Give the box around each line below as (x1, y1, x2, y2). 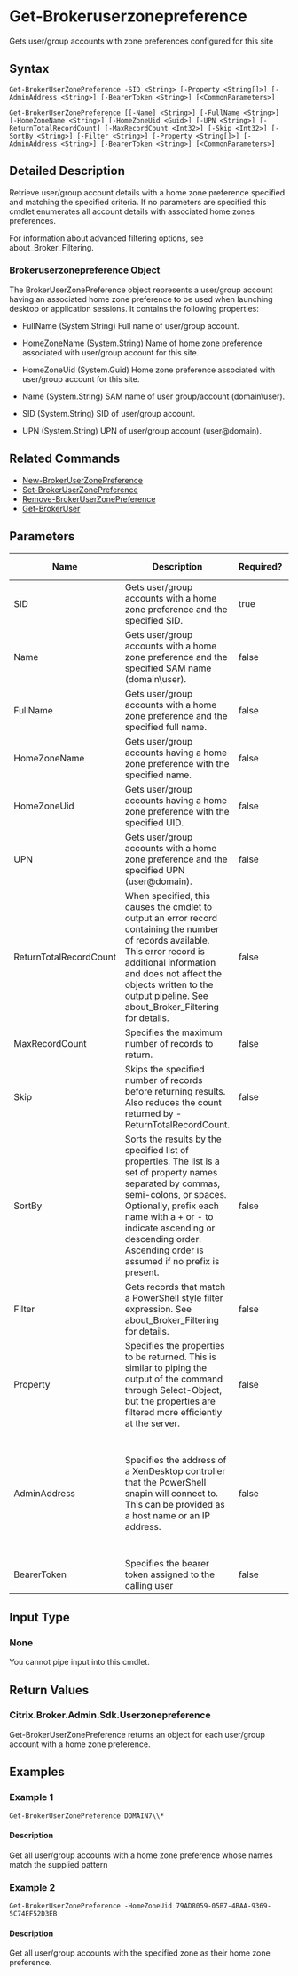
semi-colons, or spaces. (124, 1189, 227, 1201)
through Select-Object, (124, 1384, 223, 1397)
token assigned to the (124, 1568, 216, 1581)
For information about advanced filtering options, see (9, 233, 204, 243)
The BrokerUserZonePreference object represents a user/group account (9, 284, 273, 295)
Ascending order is (124, 1244, 204, 1256)
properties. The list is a (124, 1155, 220, 1167)
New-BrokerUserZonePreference (21, 474, 144, 485)
